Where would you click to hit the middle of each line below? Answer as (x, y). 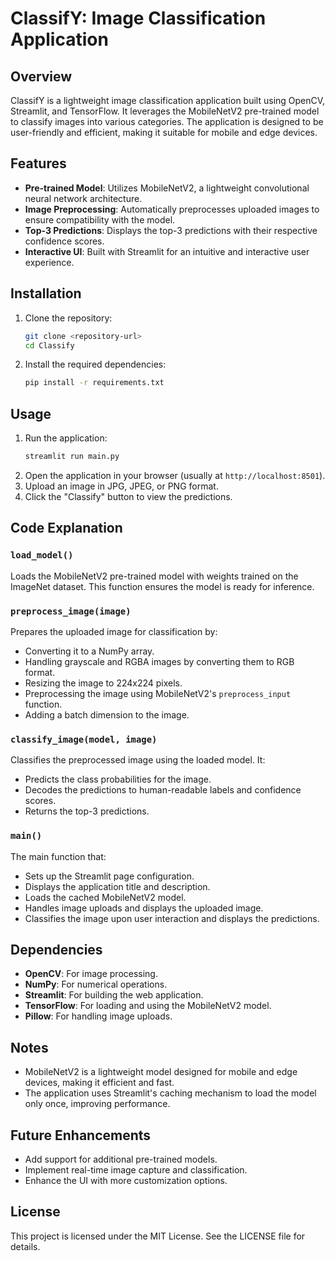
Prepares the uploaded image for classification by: (114, 631)
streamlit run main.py (72, 457)
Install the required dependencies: (95, 364)
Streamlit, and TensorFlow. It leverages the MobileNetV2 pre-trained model (165, 111)
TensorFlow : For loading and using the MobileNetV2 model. (148, 1006)
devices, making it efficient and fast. (99, 1083)
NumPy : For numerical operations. (96, 984)
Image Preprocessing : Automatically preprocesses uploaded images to (172, 209)
